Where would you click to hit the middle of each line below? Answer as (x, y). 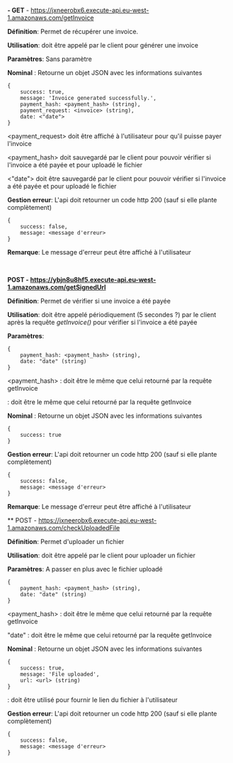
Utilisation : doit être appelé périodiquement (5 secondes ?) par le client (112, 314)
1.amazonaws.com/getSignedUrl (57, 287)
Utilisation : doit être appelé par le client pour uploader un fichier (102, 555)
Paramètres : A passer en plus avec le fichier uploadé (85, 569)
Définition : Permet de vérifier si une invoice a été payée (89, 301)
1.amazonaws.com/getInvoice (51, 18)
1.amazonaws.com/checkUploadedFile (64, 528)
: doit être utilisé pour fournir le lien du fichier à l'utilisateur (93, 700)
